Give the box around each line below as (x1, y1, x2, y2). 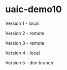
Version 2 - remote (5, 30, 45, 36)
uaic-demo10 (5, 4, 62, 15)
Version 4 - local (5, 50, 40, 56)
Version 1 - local (5, 20, 39, 26)
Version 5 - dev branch (5, 59, 53, 65)
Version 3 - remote (5, 40, 45, 46)
